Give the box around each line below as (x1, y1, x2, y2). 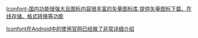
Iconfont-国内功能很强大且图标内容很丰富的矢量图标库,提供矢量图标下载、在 (6, 5, 192, 12)
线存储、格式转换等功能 (6, 12, 64, 20)
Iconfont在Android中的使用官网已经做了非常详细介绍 (6, 26, 135, 32)
